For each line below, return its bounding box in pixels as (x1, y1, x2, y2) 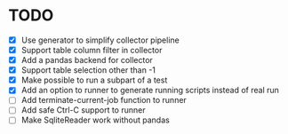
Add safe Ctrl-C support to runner (20, 105, 146, 115)
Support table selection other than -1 (20, 65, 156, 75)
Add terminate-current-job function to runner (20, 95, 188, 106)
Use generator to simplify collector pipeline (20, 35, 180, 45)
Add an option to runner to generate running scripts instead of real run (20, 85, 279, 96)
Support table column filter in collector (20, 45, 163, 55)
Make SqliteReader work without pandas (20, 114, 170, 125)
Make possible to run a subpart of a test (20, 75, 168, 85)
